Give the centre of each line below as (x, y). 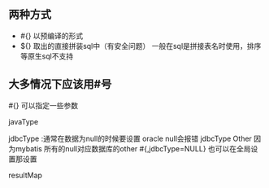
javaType (24, 121)
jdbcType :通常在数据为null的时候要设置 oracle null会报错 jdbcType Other (130, 138)
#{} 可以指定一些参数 (43, 105)
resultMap (26, 175)
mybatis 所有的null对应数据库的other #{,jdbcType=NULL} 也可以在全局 (133, 148)
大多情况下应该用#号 (60, 84)
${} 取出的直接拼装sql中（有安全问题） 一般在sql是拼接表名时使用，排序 (141, 46)
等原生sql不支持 (47, 56)
